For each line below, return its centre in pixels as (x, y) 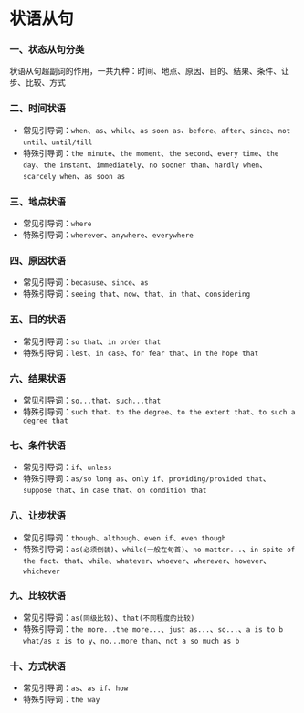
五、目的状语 (38, 320)
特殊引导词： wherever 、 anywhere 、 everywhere (108, 235)
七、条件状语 (38, 446)
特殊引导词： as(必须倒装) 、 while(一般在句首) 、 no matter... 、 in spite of (159, 549)
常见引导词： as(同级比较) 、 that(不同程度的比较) (109, 617)
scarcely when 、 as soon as (74, 175)
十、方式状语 (38, 666)
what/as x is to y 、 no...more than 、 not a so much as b (131, 640)
